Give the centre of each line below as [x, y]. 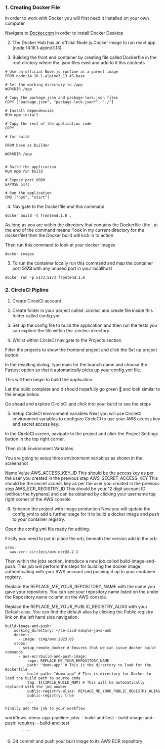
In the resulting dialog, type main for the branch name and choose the [76, 364]
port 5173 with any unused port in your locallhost [62, 268]
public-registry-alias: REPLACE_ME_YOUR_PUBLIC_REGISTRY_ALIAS [94, 691]
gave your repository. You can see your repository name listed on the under [82, 592]
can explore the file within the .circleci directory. [61, 330]
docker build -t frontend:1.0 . [38, 216]
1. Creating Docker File [33, 7]
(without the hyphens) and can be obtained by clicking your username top [81, 494]
